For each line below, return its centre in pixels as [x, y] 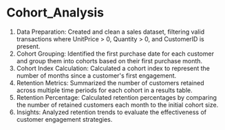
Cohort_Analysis [55, 13]
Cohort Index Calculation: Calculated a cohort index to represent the [113, 68]
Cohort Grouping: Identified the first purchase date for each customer [115, 54]
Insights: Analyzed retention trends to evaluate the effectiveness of [111, 112]
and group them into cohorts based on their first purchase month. [109, 61]
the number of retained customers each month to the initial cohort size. [117, 105]
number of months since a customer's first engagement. [96, 75]
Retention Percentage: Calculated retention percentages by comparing [117, 97]
